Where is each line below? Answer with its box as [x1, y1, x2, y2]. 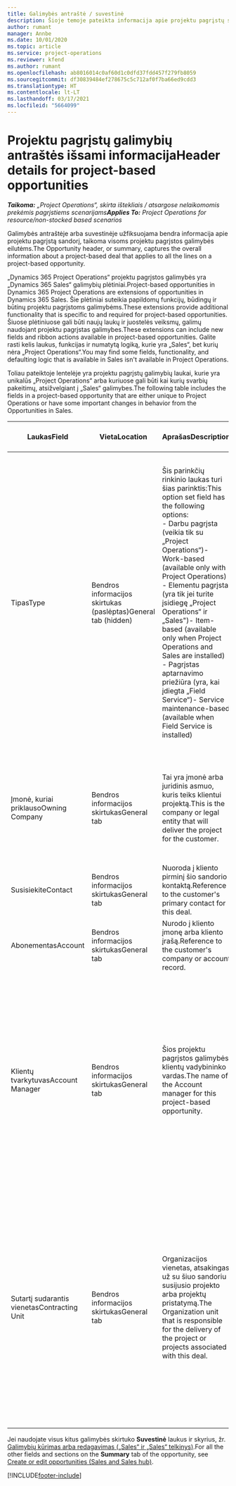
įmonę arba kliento [162, 927, 223, 937]
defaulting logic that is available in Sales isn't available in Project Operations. [7, 355, 229, 364]
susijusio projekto [162, 1280, 220, 1290]
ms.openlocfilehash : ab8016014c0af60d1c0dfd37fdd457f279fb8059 [7, 69, 197, 76]
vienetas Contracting [11, 1302, 79, 1312]
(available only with [162, 562, 226, 572]
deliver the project [162, 825, 223, 835]
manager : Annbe [7, 30, 52, 37]
